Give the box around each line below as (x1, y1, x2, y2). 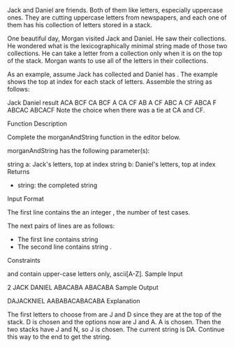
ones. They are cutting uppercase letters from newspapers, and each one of (7, 13, 227, 22)
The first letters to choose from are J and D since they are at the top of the (7, 310, 222, 319)
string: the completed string (17, 181, 98, 189)
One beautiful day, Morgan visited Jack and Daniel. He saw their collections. (7, 34, 227, 43)
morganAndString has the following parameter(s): (7, 147, 150, 154)
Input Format (7, 195, 44, 203)
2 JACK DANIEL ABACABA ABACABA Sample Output (7, 283, 159, 291)
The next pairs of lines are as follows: (7, 222, 115, 230)
